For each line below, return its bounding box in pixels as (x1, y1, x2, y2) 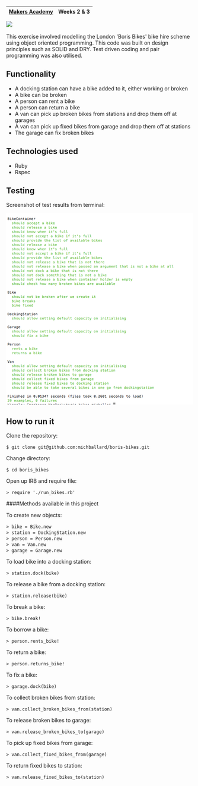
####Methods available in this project (6, 500, 99, 507)
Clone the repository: (6, 432, 58, 439)
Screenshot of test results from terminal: (6, 202, 105, 209)
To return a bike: (6, 649, 46, 656)
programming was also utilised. (6, 52, 83, 59)
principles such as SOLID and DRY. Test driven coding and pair (6, 46, 160, 52)
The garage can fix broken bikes (14, 129, 94, 136)
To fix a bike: (6, 671, 37, 678)
